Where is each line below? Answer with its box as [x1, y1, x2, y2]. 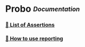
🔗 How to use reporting [5, 35, 64, 42]
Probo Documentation [5, 3, 80, 15]
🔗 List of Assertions [5, 21, 55, 29]
